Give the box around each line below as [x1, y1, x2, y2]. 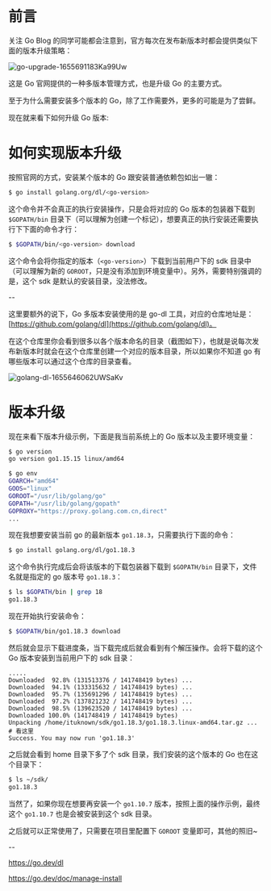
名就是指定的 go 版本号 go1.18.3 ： [8, 572, 123, 582]
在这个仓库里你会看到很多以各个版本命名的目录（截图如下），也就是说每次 [8, 336, 252, 345]
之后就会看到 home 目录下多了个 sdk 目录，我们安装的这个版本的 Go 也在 [8, 749, 252, 759]
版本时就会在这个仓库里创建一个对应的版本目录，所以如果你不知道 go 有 [22, 346, 261, 356]
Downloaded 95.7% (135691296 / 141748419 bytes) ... [8, 690, 194, 698]
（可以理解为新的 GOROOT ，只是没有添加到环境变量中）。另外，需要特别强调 [8, 266, 255, 275]
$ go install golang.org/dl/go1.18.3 [8, 546, 135, 554]
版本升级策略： [22, 45, 73, 55]
